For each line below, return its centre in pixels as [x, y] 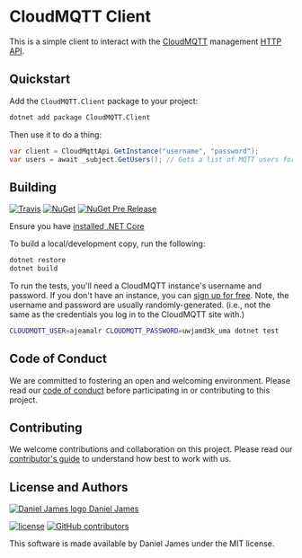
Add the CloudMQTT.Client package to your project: [104, 101]
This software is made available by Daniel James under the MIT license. [142, 544]
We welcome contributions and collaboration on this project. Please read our [151, 449]
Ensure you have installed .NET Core [77, 226]
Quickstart [40, 80]
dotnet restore [38, 261]
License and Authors [69, 487]
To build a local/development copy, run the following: [107, 244]
